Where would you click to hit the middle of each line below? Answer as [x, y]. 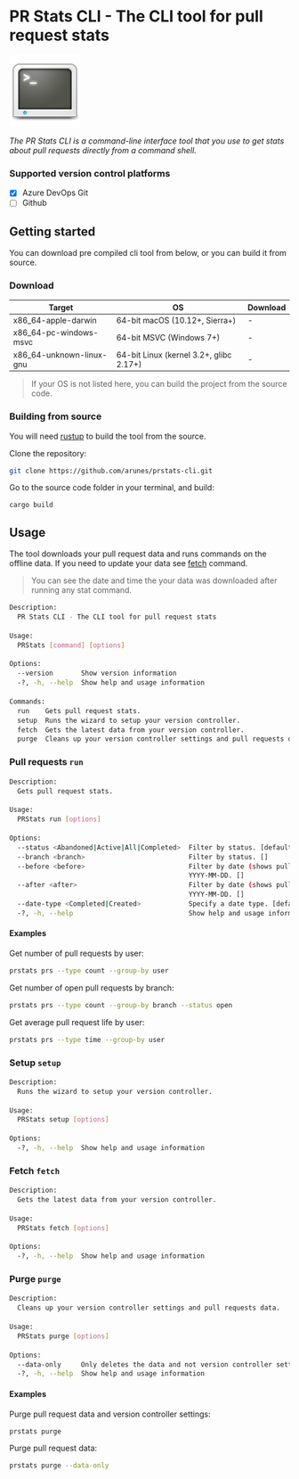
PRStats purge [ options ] [63, 1336]
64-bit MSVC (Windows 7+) [168, 337]
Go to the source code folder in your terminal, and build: [112, 488]
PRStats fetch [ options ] [63, 1228]
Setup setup [35, 1063]
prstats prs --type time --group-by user [87, 1039]
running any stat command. [81, 590]
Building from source [56, 416]
